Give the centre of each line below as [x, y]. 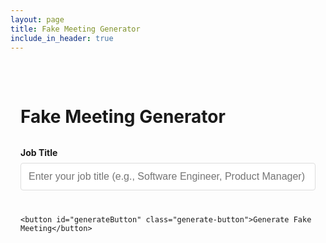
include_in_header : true [62, 38]
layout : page [37, 19]
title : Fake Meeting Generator [75, 29]
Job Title [39, 152]
